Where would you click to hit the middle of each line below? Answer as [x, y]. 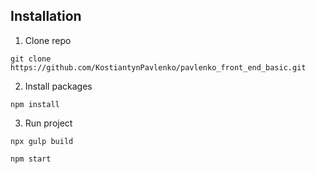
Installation [46, 16]
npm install [35, 104]
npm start [31, 159]
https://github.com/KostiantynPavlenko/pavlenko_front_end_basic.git [158, 67]
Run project [48, 123]
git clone [31, 59]
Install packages [58, 86]
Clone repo [48, 40]
